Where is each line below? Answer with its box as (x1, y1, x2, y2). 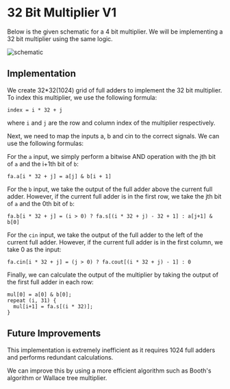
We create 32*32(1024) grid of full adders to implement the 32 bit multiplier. (7, 86, 222, 94)
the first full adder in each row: (7, 277, 94, 286)
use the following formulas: (7, 139, 84, 147)
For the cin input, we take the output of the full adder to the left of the (7, 231, 203, 239)
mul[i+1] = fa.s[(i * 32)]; (13, 303, 94, 310)
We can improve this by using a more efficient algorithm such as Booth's (7, 366, 212, 375)
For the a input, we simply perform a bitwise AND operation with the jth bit (7, 152, 216, 160)
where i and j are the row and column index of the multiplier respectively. (7, 118, 216, 127)
